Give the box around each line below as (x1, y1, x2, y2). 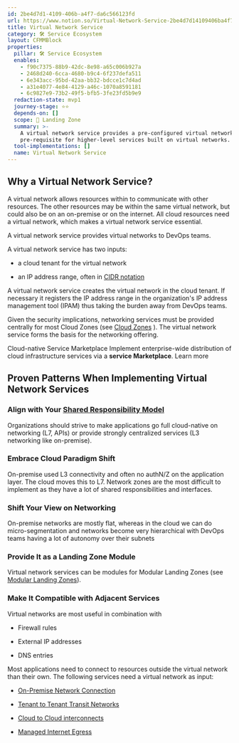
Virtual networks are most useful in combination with (7, 609, 162, 618)
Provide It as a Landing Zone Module (7, 552, 137, 562)
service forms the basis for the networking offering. (7, 330, 159, 339)
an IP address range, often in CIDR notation (17, 272, 144, 281)
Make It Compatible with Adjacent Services (7, 594, 160, 604)
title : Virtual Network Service (7, 23, 103, 31)
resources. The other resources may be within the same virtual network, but (7, 202, 230, 211)
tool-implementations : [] (14, 143, 91, 150)
